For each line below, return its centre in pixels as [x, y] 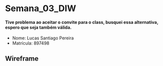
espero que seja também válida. [39, 27]
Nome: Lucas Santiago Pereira [43, 38]
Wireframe [22, 58]
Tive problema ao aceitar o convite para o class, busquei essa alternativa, [82, 22]
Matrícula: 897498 [31, 43]
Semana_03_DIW [41, 8]
